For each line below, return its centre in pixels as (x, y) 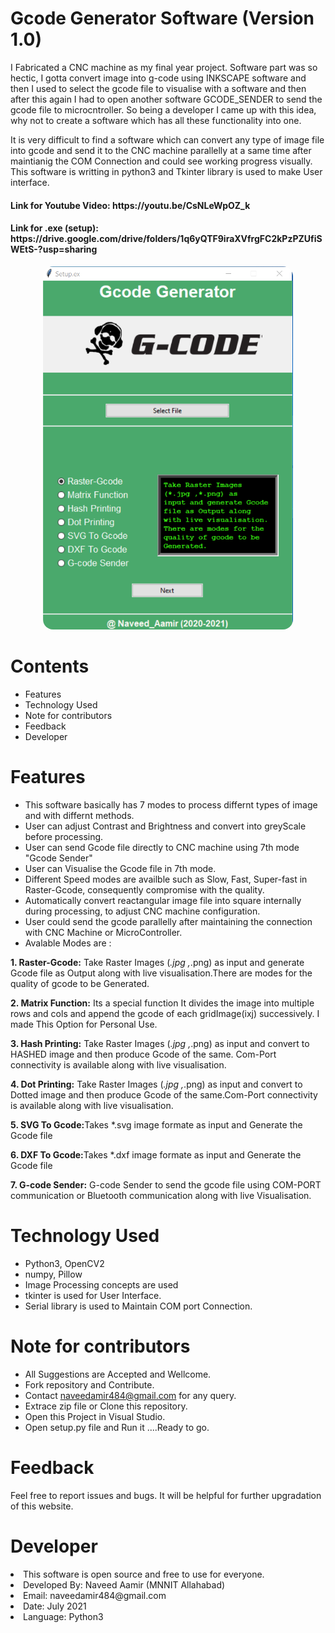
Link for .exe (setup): (54, 228)
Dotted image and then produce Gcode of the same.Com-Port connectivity (164, 1095)
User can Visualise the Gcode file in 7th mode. (120, 868)
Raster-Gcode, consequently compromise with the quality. (144, 890)
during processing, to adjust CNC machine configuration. (142, 911)
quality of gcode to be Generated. (80, 983)
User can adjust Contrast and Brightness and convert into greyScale (165, 826)
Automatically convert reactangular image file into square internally (163, 900)
